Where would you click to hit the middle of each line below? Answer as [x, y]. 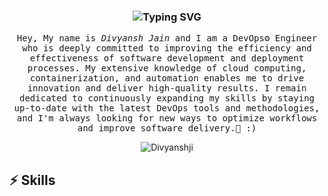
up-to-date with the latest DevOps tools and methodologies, [167, 108]
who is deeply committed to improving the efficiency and [167, 48]
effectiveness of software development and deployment [167, 58]
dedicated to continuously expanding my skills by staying [166, 98]
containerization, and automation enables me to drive [167, 78]
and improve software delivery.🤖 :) [167, 128]
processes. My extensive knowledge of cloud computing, [167, 68]
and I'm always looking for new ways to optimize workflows [167, 118]
